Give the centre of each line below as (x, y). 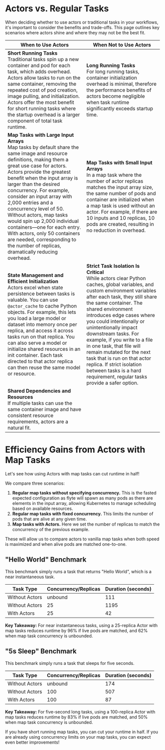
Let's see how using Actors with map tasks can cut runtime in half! (72, 473)
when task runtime (108, 102)
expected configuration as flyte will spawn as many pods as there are (82, 498)
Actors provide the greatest (39, 172)
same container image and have (44, 409)
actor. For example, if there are (122, 212)
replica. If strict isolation (114, 364)
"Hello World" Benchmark (46, 560)
